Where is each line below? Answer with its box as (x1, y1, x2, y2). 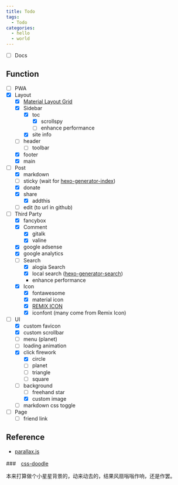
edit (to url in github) (23, 204, 73, 211)
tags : (6, 14, 19, 20)
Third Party (14, 210, 42, 217)
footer (23, 151, 39, 158)
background (23, 382, 53, 389)
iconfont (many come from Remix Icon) (32, 309, 126, 316)
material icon (32, 296, 64, 303)
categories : (6, 25, 35, 31)
